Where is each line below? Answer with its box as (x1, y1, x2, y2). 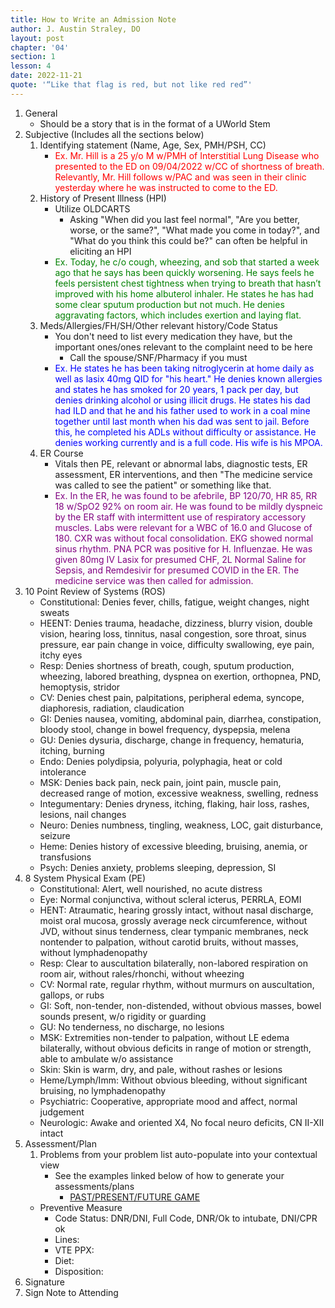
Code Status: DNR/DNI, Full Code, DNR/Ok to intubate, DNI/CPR (54, 1212, 318, 1224)
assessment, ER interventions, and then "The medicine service (54, 468, 313, 480)
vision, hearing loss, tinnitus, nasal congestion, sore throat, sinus (39, 627, 307, 640)
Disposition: (54, 1265, 104, 1277)
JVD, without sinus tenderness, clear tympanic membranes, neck (39, 925, 309, 937)
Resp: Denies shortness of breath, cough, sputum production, (39, 659, 295, 671)
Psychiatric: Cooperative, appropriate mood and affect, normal (39, 1095, 298, 1107)
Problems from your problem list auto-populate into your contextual (39, 1148, 318, 1160)
